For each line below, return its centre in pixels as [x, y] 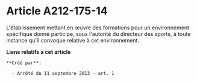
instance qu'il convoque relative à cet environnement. [73, 40]
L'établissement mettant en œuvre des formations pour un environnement [98, 28]
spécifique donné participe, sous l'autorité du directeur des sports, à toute [98, 34]
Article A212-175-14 [57, 11]
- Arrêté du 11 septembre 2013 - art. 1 [63, 73]
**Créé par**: [24, 63]
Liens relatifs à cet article [39, 51]
